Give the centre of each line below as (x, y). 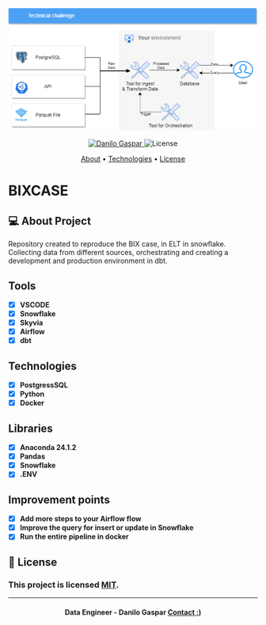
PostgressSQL (44, 385)
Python (32, 394)
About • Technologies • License (133, 159)
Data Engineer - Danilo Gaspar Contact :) (133, 612)
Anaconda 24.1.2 (48, 448)
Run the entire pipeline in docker (74, 537)
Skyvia (31, 323)
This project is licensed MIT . (64, 585)
